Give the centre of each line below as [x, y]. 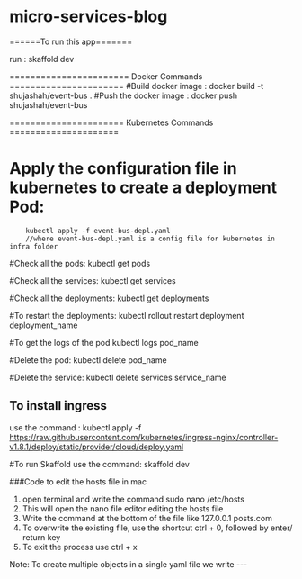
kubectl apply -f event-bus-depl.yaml [98, 231]
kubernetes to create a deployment [143, 188]
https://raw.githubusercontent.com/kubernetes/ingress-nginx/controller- [144, 437]
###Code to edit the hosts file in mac [78, 481]
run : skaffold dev [42, 59]
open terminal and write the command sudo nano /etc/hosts [133, 499]
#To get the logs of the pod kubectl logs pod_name [104, 342]
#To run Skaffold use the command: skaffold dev [100, 464]
